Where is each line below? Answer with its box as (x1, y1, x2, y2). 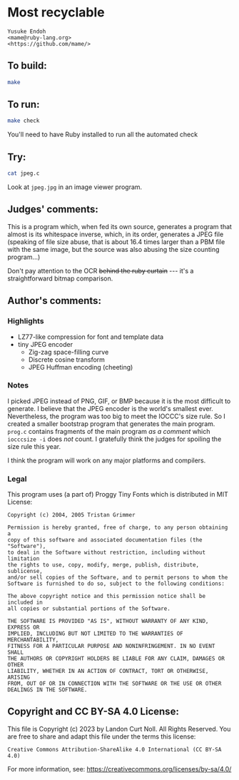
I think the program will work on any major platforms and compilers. (7, 456, 206, 465)
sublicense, (7, 568, 43, 575)
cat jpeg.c (7, 170, 40, 177)
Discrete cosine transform (28, 355, 106, 364)
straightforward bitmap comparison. (7, 274, 113, 283)
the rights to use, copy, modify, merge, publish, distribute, (7, 562, 200, 569)
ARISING (7, 674, 31, 682)
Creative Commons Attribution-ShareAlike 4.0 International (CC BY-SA (7, 746, 222, 753)
